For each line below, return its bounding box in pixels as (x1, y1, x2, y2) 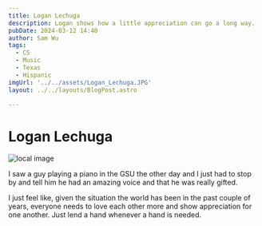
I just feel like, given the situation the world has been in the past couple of (8, 193, 251, 203)
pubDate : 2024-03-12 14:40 (8, 26, 98, 34)
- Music (15, 57, 42, 65)
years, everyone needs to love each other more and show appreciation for (8, 201, 252, 212)
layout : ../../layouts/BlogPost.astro (8, 85, 137, 94)
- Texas (15, 64, 42, 72)
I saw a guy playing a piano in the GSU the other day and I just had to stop (8, 169, 252, 179)
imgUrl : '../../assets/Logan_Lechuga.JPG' (8, 78, 152, 86)
